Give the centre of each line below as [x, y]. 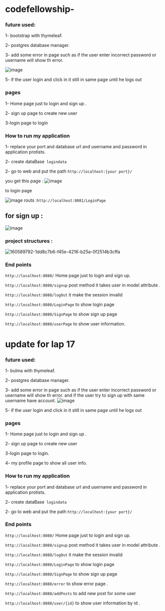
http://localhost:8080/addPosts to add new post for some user [71, 593]
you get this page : [24, 181]
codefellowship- [40, 9]
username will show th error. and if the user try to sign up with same [75, 395]
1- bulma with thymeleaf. [30, 370]
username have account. [31, 400]
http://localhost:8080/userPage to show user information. [65, 324]
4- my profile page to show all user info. [46, 463]
